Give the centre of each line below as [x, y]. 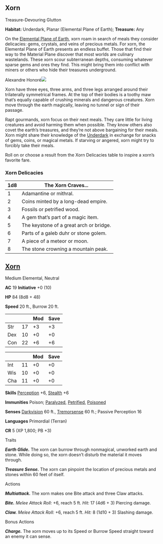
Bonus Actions [20, 522]
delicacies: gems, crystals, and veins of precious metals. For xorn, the [75, 44]
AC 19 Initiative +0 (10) [28, 287]
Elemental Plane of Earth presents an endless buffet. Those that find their [79, 49]
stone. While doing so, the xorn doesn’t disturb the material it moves [73, 454]
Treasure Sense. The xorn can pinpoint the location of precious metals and [81, 469]
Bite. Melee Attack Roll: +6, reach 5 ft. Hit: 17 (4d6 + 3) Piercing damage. [78, 503]
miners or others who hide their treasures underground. [61, 70]
